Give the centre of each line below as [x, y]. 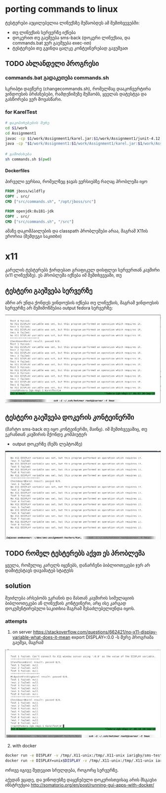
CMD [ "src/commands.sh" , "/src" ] [40, 222]
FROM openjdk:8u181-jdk [30, 211]
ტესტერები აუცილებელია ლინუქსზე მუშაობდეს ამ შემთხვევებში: [72, 23]
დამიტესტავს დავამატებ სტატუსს [39, 570]
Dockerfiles [17, 170]
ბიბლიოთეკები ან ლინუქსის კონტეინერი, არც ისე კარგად [66, 603]
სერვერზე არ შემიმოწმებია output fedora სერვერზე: [59, 308]
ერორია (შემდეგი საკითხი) [34, 236]
